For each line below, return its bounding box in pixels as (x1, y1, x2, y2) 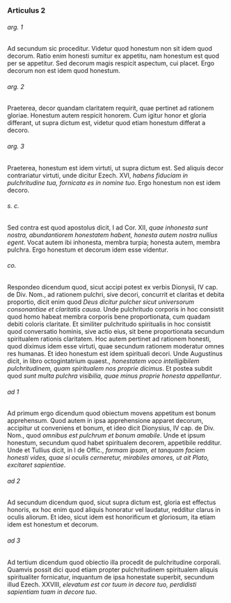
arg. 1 (7, 23, 23, 31)
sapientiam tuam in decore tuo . (7, 587, 97, 596)
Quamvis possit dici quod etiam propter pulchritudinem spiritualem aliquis (7, 565, 218, 574)
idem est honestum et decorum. (7, 520, 99, 529)
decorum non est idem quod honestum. (7, 67, 120, 75)
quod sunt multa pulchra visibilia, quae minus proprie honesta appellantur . (7, 371, 222, 380)
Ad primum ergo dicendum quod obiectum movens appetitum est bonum (7, 409, 216, 417)
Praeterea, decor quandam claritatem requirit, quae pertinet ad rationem (7, 104, 214, 113)
